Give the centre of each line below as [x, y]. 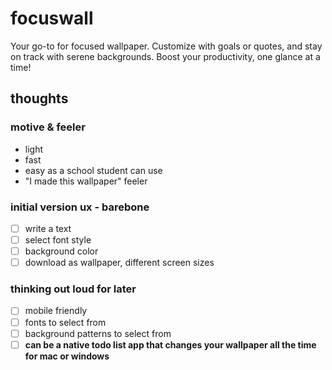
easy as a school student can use [93, 170]
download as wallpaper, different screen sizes [119, 263]
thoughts [39, 98]
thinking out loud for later [73, 289]
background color [61, 251]
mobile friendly [56, 311]
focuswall [52, 18]
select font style [58, 239]
